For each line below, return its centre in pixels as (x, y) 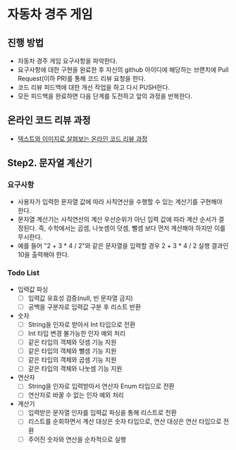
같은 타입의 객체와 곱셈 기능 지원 (72, 360)
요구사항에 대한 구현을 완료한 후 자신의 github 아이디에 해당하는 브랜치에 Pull (123, 70)
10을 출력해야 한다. (43, 254)
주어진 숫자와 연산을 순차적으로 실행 (77, 439)
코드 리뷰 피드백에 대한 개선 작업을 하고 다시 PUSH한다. (94, 87)
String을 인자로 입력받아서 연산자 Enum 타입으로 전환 (101, 386)
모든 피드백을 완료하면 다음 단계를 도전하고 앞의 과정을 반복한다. (105, 96)
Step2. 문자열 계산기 (50, 163)
